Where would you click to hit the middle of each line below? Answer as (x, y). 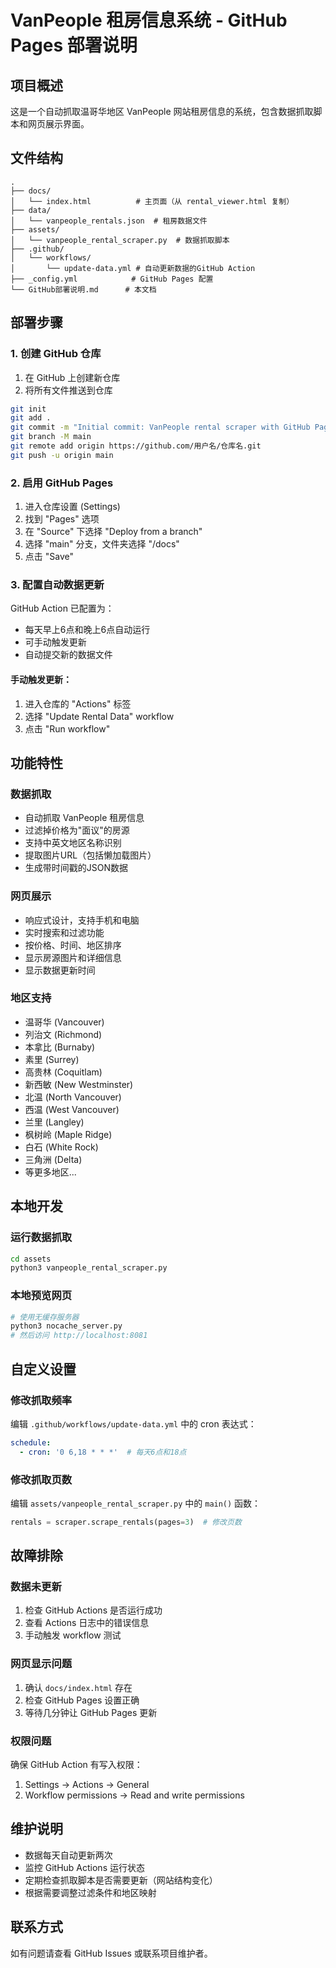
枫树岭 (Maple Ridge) (68, 1134)
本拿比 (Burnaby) (60, 1047)
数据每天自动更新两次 (68, 1855)
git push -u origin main (62, 455)
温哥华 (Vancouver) (64, 1022)
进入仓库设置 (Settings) (72, 507)
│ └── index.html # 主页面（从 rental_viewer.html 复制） (152, 201)
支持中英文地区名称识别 (73, 843)
